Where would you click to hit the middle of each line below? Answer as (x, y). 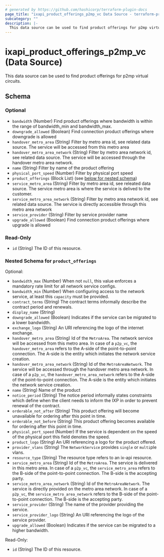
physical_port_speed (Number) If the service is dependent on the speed (84, 432)
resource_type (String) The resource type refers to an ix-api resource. (82, 458)
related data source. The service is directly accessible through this (79, 204)
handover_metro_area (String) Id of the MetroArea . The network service (82, 338)
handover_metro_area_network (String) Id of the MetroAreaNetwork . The (82, 364)
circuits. (13, 81)
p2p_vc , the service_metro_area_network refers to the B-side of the (79, 494)
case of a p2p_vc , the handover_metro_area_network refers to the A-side (83, 375)
